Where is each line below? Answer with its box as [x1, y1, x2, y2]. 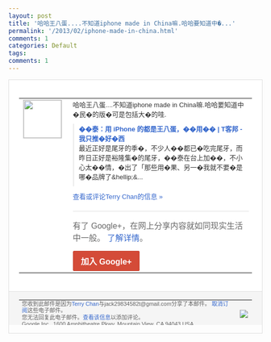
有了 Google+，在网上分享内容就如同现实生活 [72, 221, 244, 231]
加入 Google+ [80, 256, 132, 266]
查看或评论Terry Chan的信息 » [72, 192, 163, 201]
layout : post [8, 11, 52, 20]
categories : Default [8, 42, 78, 50]
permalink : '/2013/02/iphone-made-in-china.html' [8, 27, 179, 35]
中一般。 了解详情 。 [72, 233, 148, 243]
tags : [8, 49, 27, 57]
